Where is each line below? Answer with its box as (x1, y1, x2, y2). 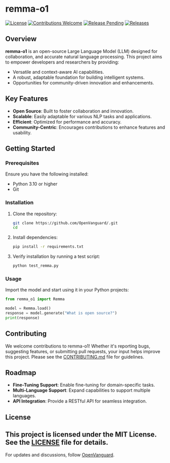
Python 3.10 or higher (12, 181, 58, 187)
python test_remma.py (12, 263, 59, 269)
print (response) (5, 315, 40, 321)
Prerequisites (5, 159, 39, 166)
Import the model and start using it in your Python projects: (5, 287, 129, 293)
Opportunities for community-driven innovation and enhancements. (12, 79, 154, 85)
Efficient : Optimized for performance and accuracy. (12, 119, 122, 125)
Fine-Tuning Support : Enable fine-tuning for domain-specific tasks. (12, 382, 155, 388)
